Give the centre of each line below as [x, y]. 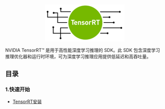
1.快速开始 [18, 89]
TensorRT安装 [27, 101]
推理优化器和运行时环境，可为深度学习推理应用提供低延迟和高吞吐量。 [78, 56]
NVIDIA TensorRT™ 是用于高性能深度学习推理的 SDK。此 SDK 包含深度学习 [83, 50]
